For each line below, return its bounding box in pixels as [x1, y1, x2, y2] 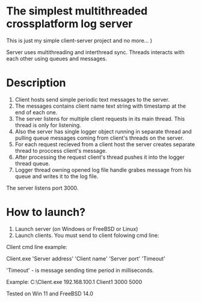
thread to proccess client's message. [14, 147, 107, 154]
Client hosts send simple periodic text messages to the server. [14, 96, 170, 103]
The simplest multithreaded [6, 4, 148, 18]
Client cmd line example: [6, 243, 67, 250]
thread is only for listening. [14, 122, 81, 129]
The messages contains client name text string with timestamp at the [14, 102, 187, 109]
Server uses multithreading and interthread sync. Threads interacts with [6, 48, 185, 55]
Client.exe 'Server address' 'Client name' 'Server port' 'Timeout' [6, 254, 165, 262]
